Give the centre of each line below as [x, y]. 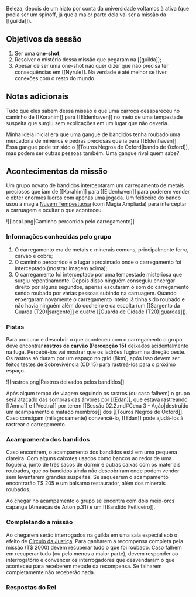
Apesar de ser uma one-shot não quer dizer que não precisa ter [91, 65]
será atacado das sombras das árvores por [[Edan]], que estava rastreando [97, 399]
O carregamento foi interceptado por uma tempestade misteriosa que [98, 274]
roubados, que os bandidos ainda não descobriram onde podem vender [93, 471]
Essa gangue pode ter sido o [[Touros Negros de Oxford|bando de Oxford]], [98, 147]
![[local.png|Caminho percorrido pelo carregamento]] [70, 222]
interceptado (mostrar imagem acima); [61, 268]
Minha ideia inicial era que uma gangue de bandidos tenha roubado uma [93, 134]
